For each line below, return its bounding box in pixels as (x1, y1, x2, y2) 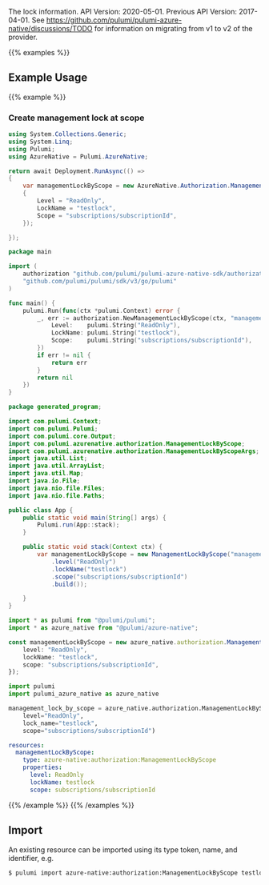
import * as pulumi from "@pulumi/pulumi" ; (8, 616, 156, 625)
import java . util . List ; (8, 455, 88, 463)
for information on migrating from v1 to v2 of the (94, 24, 253, 33)
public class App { (8, 506, 74, 515)
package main (8, 248, 52, 256)
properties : (22, 763, 62, 771)
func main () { (8, 299, 56, 307)
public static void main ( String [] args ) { (22, 514, 167, 522)
